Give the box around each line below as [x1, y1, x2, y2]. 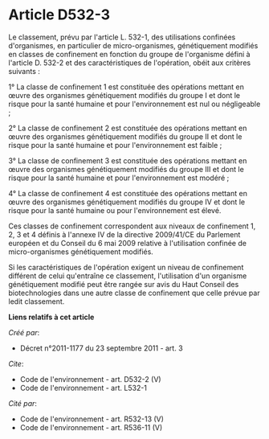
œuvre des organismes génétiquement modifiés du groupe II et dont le [8, 131, 243, 142]
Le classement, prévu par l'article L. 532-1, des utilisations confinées [8, 32, 236, 42]
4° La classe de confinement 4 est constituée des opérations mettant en [8, 188, 247, 198]
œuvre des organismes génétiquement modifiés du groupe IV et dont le [8, 197, 246, 207]
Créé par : [8, 327, 40, 337]
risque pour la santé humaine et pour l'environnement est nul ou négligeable [8, 99, 261, 109]
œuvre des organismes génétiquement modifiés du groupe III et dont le [8, 164, 245, 174]
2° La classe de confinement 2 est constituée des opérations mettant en [8, 123, 247, 133]
